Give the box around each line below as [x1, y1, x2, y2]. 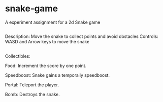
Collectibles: [5, 53, 31, 59]
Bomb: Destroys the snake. [5, 91, 60, 97]
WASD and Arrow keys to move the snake [5, 39, 90, 45]
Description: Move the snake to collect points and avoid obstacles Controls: [5, 34, 159, 39]
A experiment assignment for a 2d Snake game [5, 19, 100, 25]
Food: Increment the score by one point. [5, 63, 87, 68]
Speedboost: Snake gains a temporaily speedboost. [5, 72, 110, 78]
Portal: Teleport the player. [5, 82, 59, 88]
